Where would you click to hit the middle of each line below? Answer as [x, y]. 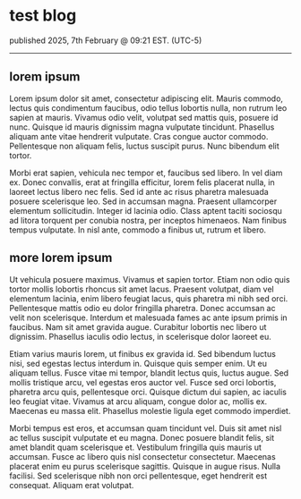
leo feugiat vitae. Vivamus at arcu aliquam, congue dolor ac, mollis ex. [138, 401]
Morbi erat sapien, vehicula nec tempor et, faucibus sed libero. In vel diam [146, 173]
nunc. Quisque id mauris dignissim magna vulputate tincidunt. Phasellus [142, 127]
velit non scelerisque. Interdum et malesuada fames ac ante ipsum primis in [149, 317]
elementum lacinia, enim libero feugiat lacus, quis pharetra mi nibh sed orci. [149, 298]
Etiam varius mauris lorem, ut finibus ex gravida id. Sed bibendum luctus [142, 353]
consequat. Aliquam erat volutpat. [72, 485]
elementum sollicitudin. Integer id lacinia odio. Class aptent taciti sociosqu [146, 210]
